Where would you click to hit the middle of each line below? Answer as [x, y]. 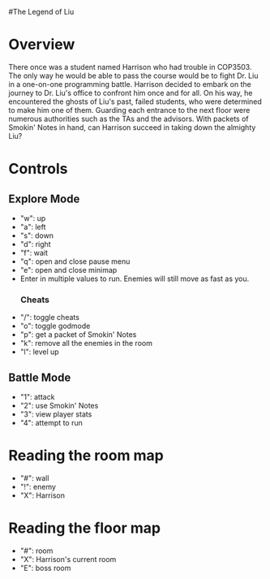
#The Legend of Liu [41, 12]
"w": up [33, 218]
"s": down [37, 235]
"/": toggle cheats [49, 318]
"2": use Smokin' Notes [59, 406]
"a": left [33, 227]
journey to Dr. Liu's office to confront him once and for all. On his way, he [131, 93]
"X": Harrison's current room [68, 559]
